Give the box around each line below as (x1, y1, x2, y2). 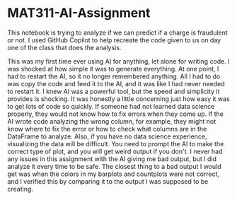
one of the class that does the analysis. (7, 43, 122, 52)
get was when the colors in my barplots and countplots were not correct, (7, 170, 220, 178)
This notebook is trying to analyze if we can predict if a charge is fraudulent (7, 28, 228, 37)
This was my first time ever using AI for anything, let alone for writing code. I (7, 57, 230, 65)
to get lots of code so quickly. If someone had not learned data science (7, 102, 215, 110)
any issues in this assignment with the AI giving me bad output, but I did (7, 154, 217, 163)
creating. (7, 184, 34, 193)
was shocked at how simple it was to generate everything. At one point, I (7, 64, 219, 73)
